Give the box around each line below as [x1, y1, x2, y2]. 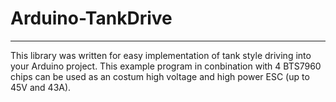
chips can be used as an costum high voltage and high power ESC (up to [10, 70, 310, 82]
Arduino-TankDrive [10, 7, 173, 30]
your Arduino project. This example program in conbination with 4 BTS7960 [10, 60, 322, 72]
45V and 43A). [10, 81, 72, 93]
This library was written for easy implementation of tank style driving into [10, 49, 312, 61]
